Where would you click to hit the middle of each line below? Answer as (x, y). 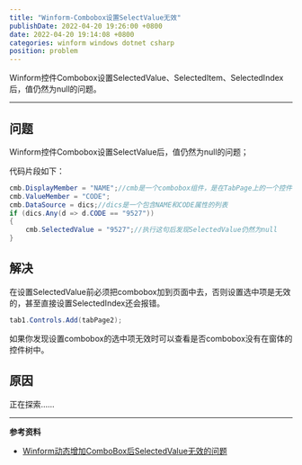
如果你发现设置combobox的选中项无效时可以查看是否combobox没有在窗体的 (151, 338)
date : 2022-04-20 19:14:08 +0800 (72, 34)
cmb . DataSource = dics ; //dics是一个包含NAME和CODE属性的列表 (119, 205)
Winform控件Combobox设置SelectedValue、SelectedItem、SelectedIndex (147, 78)
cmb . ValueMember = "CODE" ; (60, 196)
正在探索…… (32, 404)
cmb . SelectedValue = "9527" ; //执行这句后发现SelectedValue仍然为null (151, 230)
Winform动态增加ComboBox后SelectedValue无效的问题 (124, 451)
